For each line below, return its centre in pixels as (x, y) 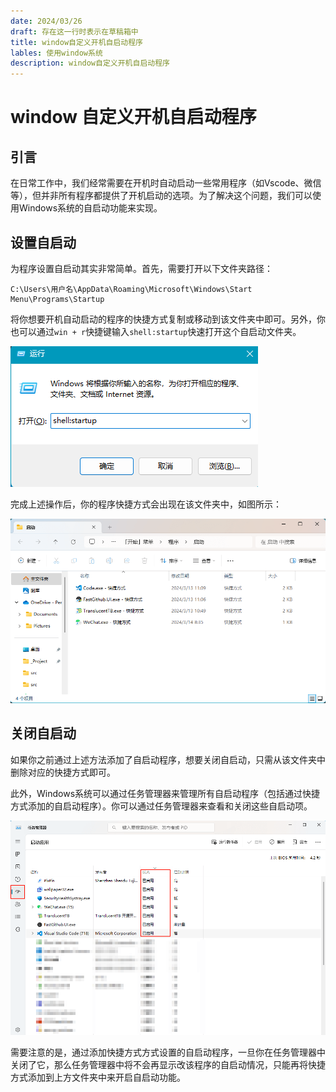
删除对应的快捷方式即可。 (63, 772)
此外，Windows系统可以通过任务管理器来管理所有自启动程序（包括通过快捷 (165, 793)
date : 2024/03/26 (46, 21)
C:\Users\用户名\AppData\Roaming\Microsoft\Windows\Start (131, 289)
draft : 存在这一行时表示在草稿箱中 (74, 31)
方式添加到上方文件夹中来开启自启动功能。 (98, 1077)
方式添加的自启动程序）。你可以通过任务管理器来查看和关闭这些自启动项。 (161, 806)
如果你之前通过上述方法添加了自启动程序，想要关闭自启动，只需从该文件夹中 (168, 759)
